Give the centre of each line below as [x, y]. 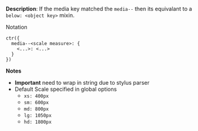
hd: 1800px [38, 122]
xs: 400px [36, 96]
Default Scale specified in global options [66, 89]
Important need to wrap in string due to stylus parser [82, 83]
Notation [17, 27]
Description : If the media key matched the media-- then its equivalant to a [99, 9]
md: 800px [36, 109]
